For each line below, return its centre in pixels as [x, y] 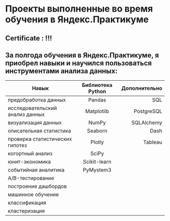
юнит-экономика [29, 162]
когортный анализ [30, 153]
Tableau [153, 142]
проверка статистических [40, 139]
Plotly [97, 142]
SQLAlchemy [147, 123]
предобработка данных [37, 100]
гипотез [17, 145]
